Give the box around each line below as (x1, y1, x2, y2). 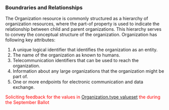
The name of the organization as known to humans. (12, 52, 120, 58)
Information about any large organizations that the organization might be (12, 68, 164, 74)
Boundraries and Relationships (5, 4, 83, 11)
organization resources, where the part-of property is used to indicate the (5, 21, 160, 27)
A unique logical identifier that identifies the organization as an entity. (12, 47, 158, 53)
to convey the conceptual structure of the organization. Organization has (5, 32, 157, 38)
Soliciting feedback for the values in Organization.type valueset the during (5, 94, 161, 100)
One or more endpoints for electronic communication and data (12, 79, 144, 85)
